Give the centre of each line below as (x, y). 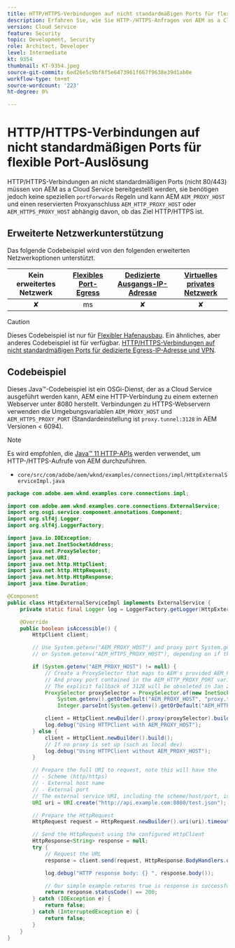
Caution (19, 321)
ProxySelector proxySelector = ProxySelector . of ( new (123, 693)
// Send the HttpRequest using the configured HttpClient (119, 835)
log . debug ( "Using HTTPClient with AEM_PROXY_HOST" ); (123, 725)
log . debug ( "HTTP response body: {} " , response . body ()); (129, 873)
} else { (45, 731)
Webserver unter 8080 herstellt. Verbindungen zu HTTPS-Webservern (109, 404)
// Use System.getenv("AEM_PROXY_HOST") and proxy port (115, 648)
